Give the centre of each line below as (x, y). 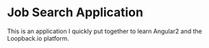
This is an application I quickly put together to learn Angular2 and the (104, 31)
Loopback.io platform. (38, 38)
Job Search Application (75, 13)
